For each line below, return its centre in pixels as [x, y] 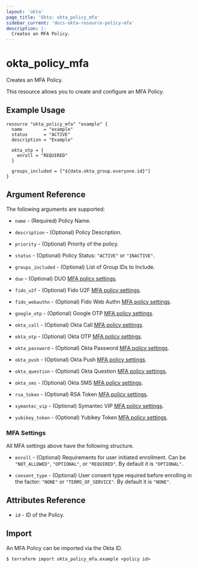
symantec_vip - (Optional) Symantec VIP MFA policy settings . [89, 406]
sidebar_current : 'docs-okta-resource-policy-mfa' [70, 23]
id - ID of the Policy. [39, 515]
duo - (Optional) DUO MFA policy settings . [66, 278]
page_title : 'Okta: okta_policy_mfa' [53, 17]
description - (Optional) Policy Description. [68, 232]
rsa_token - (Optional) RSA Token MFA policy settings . [81, 394]
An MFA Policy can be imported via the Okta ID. [64, 548]
